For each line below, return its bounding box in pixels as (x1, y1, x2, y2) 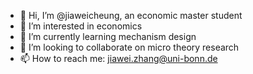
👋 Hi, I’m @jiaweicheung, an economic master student (19, 10, 243, 21)
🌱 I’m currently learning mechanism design (19, 31, 197, 42)
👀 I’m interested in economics (19, 20, 143, 32)
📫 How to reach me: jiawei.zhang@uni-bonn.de (19, 53, 218, 64)
